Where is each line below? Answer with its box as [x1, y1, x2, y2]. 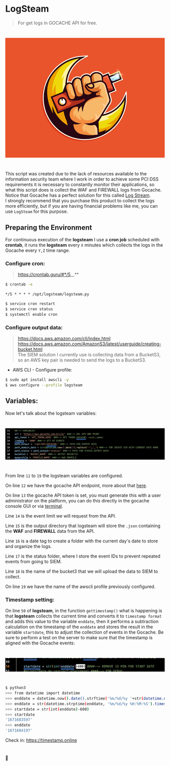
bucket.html [17, 346, 43, 352]
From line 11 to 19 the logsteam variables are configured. [5, 472, 123, 479]
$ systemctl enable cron [5, 312, 58, 317]
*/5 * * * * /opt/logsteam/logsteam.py [5, 292, 90, 297]
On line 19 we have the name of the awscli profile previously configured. [5, 583, 156, 590]
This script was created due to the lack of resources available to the [5, 171, 147, 177]
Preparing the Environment [5, 223, 92, 232]
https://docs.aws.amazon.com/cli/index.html [17, 336, 111, 342]
